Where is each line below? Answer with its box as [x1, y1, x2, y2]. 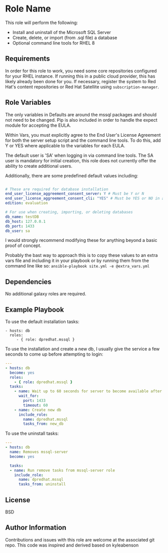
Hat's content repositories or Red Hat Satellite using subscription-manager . [5, 84, 159, 90]
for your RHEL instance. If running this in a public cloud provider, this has [5, 73, 155, 79]
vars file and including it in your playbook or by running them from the [5, 257, 149, 263]
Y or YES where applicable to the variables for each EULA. [5, 142, 125, 148]
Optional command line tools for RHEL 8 [12, 40, 95, 46]
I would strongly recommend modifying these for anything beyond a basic [5, 237, 157, 243]
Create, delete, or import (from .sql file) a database [12, 35, 117, 41]
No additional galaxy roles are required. [5, 291, 86, 297]
